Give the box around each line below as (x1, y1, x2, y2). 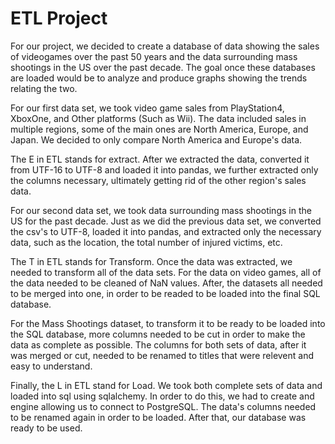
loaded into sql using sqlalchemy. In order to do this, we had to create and (10, 390, 315, 402)
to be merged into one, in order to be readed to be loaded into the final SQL (10, 287, 321, 299)
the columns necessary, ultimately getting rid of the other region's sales (10, 174, 307, 186)
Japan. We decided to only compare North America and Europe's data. (10, 133, 303, 146)
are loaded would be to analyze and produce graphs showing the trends (10, 72, 308, 84)
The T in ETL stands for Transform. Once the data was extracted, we (10, 255, 293, 267)
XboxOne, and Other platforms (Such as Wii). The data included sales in (10, 112, 307, 124)
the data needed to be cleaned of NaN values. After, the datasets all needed (10, 277, 323, 289)
